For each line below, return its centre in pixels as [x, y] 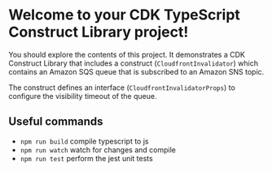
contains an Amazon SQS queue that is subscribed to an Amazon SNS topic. [136, 71]
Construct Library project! [99, 32]
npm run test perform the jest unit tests [86, 158]
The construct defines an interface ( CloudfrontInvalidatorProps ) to [122, 88]
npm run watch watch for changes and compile [98, 150]
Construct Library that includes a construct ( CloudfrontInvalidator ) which [134, 63]
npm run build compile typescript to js [84, 141]
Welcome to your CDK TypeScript [124, 15]
